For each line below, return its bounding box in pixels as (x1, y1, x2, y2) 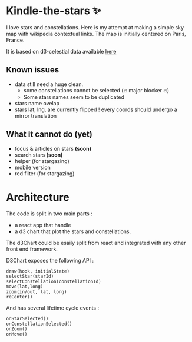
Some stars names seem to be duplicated (23, 93, 125, 101)
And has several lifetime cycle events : (6, 304, 99, 311)
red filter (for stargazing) (14, 170, 75, 177)
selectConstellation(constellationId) (6, 278, 101, 284)
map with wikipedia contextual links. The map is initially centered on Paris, (6, 30, 187, 37)
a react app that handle (14, 221, 72, 228)
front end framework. (6, 245, 58, 253)
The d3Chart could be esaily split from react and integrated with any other (6, 239, 186, 246)
